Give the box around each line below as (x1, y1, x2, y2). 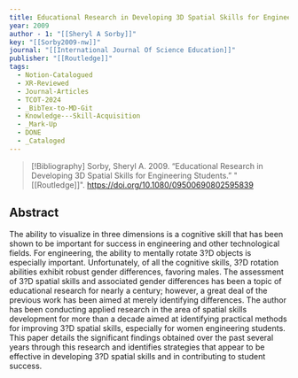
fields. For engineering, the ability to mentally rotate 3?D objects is (9, 247, 252, 258)
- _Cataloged (17, 136, 66, 145)
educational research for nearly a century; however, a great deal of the (9, 285, 268, 296)
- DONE (17, 128, 42, 137)
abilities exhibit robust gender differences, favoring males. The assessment (9, 266, 284, 277)
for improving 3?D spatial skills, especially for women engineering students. (9, 322, 286, 333)
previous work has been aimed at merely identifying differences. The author (9, 294, 286, 305)
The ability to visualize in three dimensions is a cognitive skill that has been (9, 228, 284, 239)
